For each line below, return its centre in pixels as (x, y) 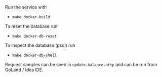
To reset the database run (31, 26)
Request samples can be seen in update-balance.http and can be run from (81, 64)
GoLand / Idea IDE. (24, 70)
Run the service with (26, 7)
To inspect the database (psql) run (40, 45)
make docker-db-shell (34, 55)
